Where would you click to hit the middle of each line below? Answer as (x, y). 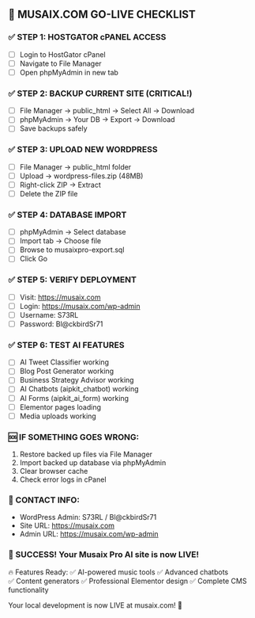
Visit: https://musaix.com (60, 297)
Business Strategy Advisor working (77, 380)
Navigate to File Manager (60, 63)
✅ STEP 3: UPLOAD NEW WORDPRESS (83, 150)
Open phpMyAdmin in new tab (69, 72)
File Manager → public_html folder (75, 166)
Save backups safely (54, 128)
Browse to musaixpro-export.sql (72, 250)
